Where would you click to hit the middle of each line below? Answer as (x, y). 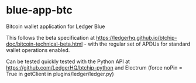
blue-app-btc (39, 10)
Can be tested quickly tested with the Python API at (68, 61)
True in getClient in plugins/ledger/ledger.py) (60, 74)
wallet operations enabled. (38, 50)
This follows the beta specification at (51, 37)
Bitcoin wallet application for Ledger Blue (56, 26)
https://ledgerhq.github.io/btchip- (137, 37)
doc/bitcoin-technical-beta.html (44, 44)
